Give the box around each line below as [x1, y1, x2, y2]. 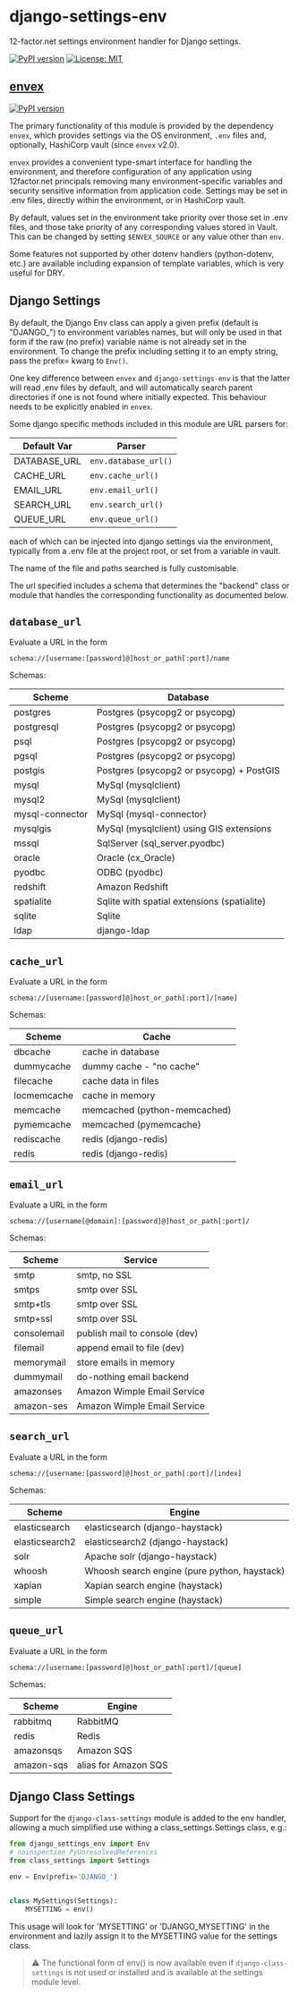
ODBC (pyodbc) [97, 866, 164, 879]
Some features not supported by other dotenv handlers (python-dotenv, [9, 248, 275, 259]
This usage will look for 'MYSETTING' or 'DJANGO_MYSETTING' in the [9, 1921, 270, 1931]
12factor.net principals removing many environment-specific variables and [9, 175, 284, 186]
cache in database [81, 1045, 160, 1058]
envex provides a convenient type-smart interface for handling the [9, 157, 252, 167]
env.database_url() [90, 456, 173, 466]
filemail [13, 1342, 45, 1353]
